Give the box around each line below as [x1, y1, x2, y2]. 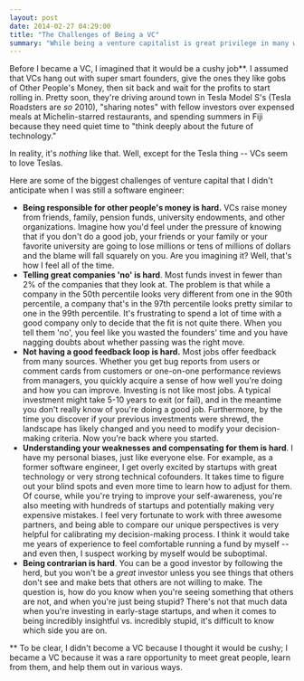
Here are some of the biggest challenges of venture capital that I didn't [9, 175, 273, 186]
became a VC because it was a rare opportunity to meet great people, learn [9, 652, 291, 663]
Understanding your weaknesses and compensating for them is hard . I [22, 442, 294, 453]
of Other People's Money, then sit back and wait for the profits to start [9, 82, 271, 93]
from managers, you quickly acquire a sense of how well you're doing [22, 375, 283, 386]
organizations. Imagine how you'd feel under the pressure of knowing [22, 222, 282, 232]
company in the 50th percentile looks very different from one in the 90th [22, 288, 292, 299]
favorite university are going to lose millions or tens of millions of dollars [22, 241, 291, 251]
